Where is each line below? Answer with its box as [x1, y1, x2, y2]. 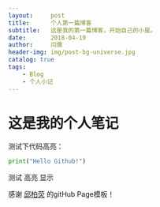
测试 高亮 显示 [8, 173, 54, 183]
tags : [8, 63, 26, 71]
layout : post [8, 11, 65, 20]
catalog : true [8, 56, 55, 64]
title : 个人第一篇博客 [8, 19, 92, 27]
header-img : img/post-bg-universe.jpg [8, 48, 136, 56]
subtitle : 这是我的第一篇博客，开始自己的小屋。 [8, 26, 156, 34]
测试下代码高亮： [8, 141, 64, 151]
